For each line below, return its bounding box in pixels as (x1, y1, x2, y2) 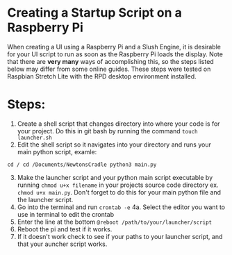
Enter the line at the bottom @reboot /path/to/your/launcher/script (17, 217, 213, 226)
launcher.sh (17, 134, 52, 141)
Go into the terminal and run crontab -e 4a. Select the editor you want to (17, 203, 226, 211)
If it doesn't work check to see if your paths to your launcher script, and (17, 232, 223, 240)
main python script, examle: (17, 147, 97, 156)
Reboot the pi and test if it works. (17, 224, 113, 233)
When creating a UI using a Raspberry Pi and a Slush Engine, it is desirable (7, 42, 221, 51)
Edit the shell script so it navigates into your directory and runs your (17, 140, 212, 149)
